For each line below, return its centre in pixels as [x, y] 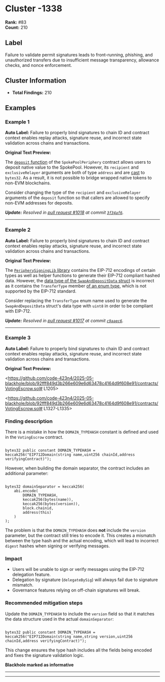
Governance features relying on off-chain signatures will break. [76, 590]
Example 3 [18, 338]
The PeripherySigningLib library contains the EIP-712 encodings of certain [80, 270]
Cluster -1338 [34, 9]
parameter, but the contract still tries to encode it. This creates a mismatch [81, 535]
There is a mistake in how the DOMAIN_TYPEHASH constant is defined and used [82, 432]
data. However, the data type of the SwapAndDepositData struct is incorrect [80, 280]
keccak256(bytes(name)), [48, 500]
